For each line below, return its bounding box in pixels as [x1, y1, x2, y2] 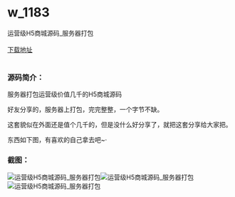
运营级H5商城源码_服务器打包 [7, 29, 94, 37]
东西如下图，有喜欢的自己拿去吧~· [7, 136, 108, 144]
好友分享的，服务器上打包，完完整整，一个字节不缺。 [7, 105, 164, 114]
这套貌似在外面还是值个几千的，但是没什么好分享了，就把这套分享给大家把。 [7, 121, 232, 129]
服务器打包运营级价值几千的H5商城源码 [7, 90, 122, 98]
